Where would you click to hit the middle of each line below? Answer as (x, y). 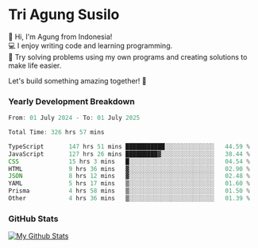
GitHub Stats (33, 219)
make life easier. (35, 65)
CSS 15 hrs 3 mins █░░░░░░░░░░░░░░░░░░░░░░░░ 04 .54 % (129, 161)
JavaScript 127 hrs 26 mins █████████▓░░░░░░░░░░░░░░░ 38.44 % (129, 154)
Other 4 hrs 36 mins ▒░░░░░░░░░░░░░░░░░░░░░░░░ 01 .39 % (129, 199)
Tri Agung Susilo (64, 15)
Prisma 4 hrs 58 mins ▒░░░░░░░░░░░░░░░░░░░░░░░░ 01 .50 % (129, 191)
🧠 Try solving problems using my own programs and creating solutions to (128, 56)
